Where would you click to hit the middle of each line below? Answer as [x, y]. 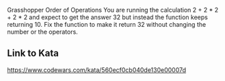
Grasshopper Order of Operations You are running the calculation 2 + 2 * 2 [113, 10]
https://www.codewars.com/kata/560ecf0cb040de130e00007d [97, 70]
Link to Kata [33, 53]
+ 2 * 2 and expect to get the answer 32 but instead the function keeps [108, 17]
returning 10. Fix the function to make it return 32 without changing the [107, 24]
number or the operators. [43, 32]
